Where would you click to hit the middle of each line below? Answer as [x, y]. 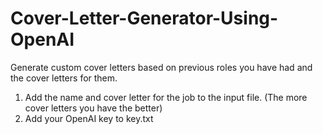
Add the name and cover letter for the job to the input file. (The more [166, 97]
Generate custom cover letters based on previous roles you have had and [161, 67]
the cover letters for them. [64, 78]
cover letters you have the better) [93, 108]
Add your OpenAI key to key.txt [89, 118]
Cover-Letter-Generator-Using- [144, 18]
